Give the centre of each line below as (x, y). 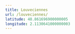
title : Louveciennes (27, 10)
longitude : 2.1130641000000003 (38, 24)
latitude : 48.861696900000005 (37, 19)
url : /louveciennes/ (27, 14)
